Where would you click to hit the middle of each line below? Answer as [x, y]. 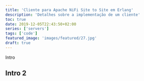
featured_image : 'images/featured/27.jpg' [51, 38]
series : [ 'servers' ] [27, 29]
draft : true [18, 43]
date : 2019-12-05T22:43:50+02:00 [41, 24]
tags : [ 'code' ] [21, 33]
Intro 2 [16, 73]
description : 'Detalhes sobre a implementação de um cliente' [73, 15]
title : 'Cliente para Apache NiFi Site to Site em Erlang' [69, 10]
